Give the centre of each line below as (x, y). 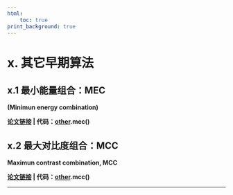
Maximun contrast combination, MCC (62, 162)
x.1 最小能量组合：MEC (57, 90)
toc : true (34, 20)
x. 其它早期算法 (51, 63)
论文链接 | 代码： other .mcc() (49, 177)
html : (15, 13)
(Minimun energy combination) (53, 107)
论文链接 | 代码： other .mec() (49, 122)
